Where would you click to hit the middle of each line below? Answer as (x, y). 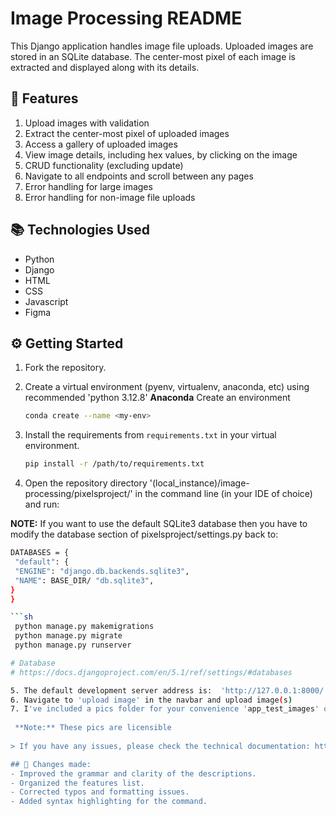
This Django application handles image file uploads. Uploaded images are (162, 46)
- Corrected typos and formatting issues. (100, 792)
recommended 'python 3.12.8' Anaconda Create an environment (157, 398)
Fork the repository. (65, 368)
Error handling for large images (88, 186)
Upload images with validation (87, 123)
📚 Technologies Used (80, 230)
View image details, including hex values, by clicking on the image (161, 154)
